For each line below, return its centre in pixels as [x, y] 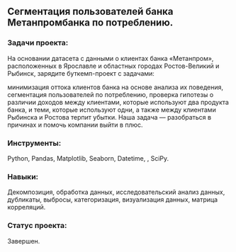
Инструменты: [34, 143]
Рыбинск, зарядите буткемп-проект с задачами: [81, 73]
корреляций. [27, 207]
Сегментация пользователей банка [90, 12]
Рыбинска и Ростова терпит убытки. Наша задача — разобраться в [109, 117]
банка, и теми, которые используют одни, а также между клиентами [112, 110]
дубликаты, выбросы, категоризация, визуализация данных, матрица [113, 200]
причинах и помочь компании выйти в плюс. [75, 125]
